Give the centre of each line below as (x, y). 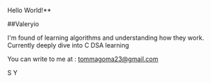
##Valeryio (23, 24)
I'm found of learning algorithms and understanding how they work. (106, 38)
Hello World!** (29, 10)
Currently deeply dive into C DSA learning (68, 45)
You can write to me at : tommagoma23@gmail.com (83, 59)
